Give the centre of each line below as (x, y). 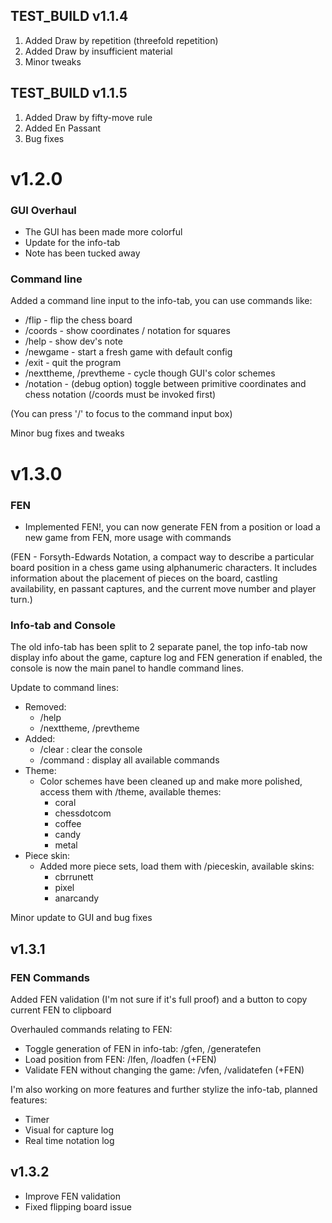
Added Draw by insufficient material (98, 51)
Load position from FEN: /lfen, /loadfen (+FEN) (120, 1059)
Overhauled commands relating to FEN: (91, 1029)
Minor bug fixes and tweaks (67, 433)
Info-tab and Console (63, 625)
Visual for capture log (69, 1130)
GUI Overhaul (43, 210)
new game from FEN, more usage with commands (128, 537)
